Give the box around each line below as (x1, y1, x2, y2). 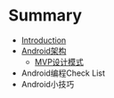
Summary (8, 5, 82, 26)
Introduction (20, 35, 67, 45)
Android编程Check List (20, 68, 106, 78)
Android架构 (20, 45, 67, 56)
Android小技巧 (20, 78, 75, 89)
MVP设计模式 (34, 56, 84, 67)
